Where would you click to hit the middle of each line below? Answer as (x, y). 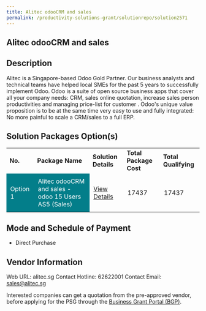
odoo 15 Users (59, 197)
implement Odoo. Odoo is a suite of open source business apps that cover (100, 91)
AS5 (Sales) (55, 204)
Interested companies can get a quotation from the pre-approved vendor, (99, 295)
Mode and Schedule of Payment (69, 228)
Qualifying (179, 164)
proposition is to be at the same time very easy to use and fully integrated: (100, 110)
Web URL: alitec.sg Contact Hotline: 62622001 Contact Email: (84, 277)
